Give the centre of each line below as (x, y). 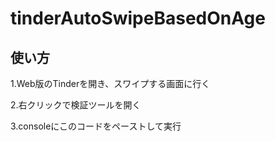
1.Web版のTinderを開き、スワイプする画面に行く (110, 83)
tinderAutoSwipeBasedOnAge (138, 18)
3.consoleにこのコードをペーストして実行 (96, 126)
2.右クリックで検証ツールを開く (76, 105)
